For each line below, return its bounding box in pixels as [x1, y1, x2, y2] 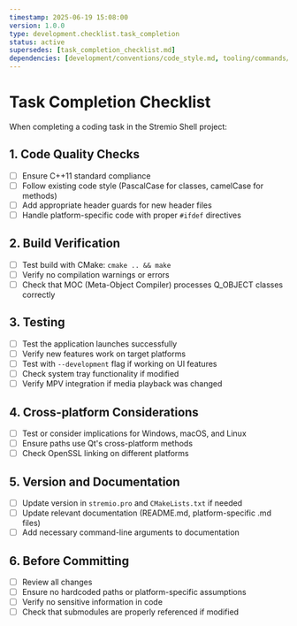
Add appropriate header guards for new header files [21, 200, 212, 210]
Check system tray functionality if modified [21, 369, 179, 378]
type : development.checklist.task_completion [9, 29, 179, 38]
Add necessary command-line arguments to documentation [21, 527, 240, 538]
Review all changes [21, 576, 93, 587]
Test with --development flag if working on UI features [21, 358, 217, 369]
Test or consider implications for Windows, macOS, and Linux [21, 428, 247, 439]
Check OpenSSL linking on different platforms [21, 448, 190, 459]
